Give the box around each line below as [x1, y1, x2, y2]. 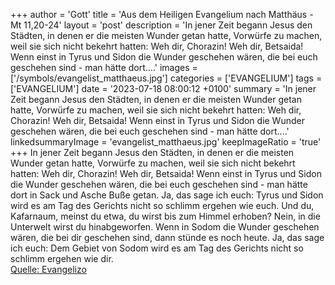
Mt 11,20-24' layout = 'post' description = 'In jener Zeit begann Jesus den [10, 19, 313, 31]
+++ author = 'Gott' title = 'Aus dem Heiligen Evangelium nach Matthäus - [10, 9, 314, 20]
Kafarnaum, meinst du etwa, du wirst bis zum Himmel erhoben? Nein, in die [10, 210, 321, 222]
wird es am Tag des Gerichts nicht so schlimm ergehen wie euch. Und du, [10, 200, 315, 211]
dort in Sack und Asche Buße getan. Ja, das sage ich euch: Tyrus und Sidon [10, 189, 324, 201]
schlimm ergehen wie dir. [10, 253, 114, 264]
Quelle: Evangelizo [10, 264, 87, 275]
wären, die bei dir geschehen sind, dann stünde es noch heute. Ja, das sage [10, 232, 325, 243]
